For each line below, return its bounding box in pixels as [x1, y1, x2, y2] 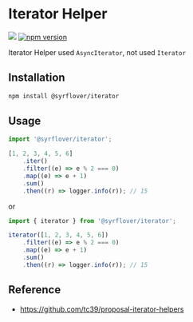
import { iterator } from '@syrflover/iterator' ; [8, 217, 177, 225]
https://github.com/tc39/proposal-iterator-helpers [19, 304, 184, 314]
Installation [8, 71, 65, 85]
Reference [8, 283, 61, 296]
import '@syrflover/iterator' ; [8, 135, 112, 144]
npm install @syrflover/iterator [8, 92, 120, 100]
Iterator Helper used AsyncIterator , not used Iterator [8, 47, 186, 57]
